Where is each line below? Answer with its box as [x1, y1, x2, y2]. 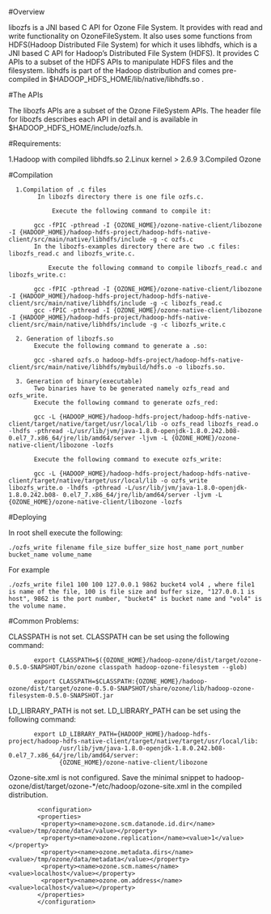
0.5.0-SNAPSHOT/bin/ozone [8, 663, 95, 672]
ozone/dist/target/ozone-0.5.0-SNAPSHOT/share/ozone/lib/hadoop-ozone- [8, 684, 255, 693]
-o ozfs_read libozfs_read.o [160, 420, 259, 428]
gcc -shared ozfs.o [33, 356, 100, 364]
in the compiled [189, 782, 243, 791]
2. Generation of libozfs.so [15, 335, 114, 343]
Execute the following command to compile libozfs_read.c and [48, 264, 263, 272]
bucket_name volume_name [8, 551, 92, 559]
